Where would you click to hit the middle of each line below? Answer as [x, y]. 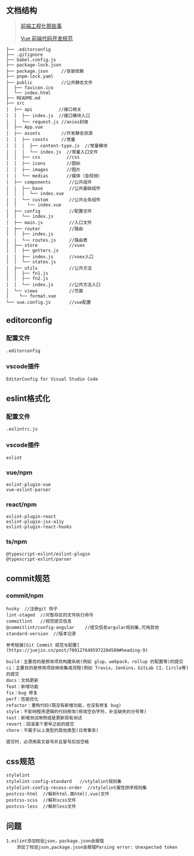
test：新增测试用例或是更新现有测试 [44, 718]
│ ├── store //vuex [45, 245]
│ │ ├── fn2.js [27, 278]
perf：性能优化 [23, 699]
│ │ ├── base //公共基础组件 [53, 188]
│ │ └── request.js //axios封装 [47, 122]
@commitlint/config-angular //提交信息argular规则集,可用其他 [83, 628]
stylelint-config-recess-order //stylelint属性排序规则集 [76, 788]
